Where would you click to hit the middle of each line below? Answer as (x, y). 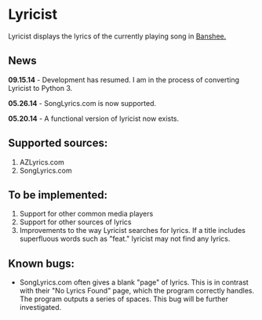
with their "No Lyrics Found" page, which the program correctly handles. (137, 291)
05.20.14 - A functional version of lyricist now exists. (94, 118)
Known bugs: (42, 263)
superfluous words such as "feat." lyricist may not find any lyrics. (125, 239)
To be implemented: (58, 195)
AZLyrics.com (42, 162)
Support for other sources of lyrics (75, 222)
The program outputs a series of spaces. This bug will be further (124, 299)
